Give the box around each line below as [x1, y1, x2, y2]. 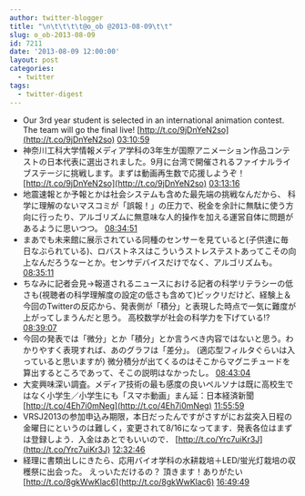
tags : [9, 81, 30, 90]
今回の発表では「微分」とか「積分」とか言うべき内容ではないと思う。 [22, 333, 286, 344]
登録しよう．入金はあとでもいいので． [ [30, 433, 179, 444]
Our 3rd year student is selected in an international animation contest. [22, 115, 285, 126]
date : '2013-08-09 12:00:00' [9, 47, 120, 56]
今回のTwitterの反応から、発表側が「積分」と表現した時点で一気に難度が [22, 300, 297, 311]
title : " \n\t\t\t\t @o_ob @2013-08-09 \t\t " [9, 22, 173, 31]
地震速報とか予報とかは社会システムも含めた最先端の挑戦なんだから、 [22, 188, 286, 199]
